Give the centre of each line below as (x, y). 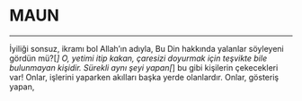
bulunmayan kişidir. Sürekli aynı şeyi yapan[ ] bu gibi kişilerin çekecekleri (144, 67)
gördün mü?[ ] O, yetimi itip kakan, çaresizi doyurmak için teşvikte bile (138, 58)
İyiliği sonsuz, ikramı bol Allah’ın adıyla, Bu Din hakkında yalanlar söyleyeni (147, 48)
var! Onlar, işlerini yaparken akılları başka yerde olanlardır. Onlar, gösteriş (144, 77)
